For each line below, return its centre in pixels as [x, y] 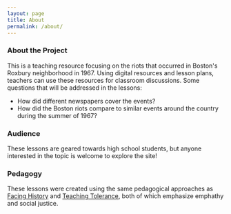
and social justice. [33, 204]
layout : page [26, 13]
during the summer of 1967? [57, 115]
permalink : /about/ [35, 26]
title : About [26, 20]
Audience [24, 133]
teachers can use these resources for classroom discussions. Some [103, 80]
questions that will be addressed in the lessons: [75, 88]
